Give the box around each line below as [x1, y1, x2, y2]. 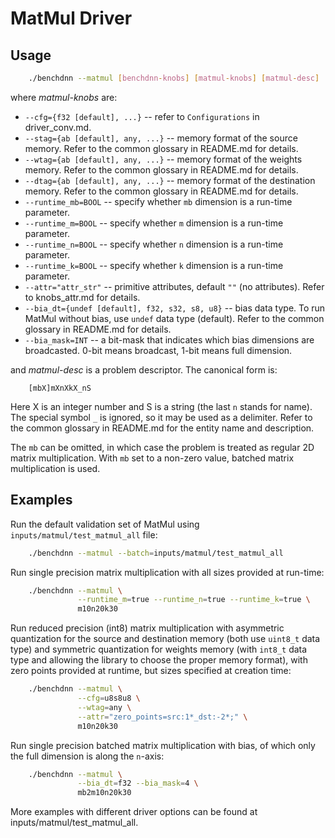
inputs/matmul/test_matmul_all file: [10, 528, 158, 541]
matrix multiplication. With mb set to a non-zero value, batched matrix [10, 452, 295, 464]
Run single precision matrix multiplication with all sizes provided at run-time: [10, 566, 325, 578]
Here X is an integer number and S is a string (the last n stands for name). [10, 400, 313, 412]
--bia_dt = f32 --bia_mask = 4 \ [77, 778, 199, 789]
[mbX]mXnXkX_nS [28, 383, 92, 393]
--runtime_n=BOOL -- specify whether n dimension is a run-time [24, 238, 284, 250]
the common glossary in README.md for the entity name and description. [10, 422, 315, 434]
